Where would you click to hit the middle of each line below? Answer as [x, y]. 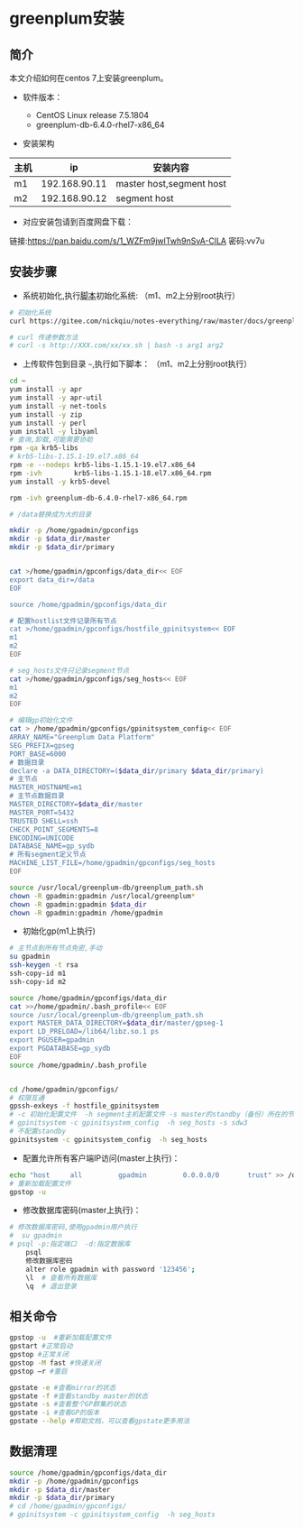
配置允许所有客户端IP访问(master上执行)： [101, 1158]
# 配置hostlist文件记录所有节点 [63, 621]
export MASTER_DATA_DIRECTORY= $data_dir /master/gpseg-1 [116, 1023]
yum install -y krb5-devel [60, 482]
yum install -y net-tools [58, 406]
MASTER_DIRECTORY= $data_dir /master [76, 805]
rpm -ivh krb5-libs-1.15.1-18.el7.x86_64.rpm [110, 473]
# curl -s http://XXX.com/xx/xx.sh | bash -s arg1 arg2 [116, 345]
